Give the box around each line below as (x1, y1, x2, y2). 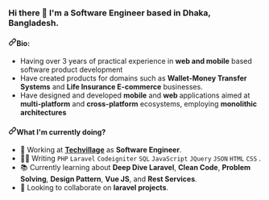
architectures (19, 108, 67, 118)
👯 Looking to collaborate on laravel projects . (19, 183, 169, 193)
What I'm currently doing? (16, 127, 106, 136)
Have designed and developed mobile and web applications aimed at (19, 90, 250, 100)
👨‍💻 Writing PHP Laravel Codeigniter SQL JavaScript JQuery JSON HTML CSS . (19, 153, 262, 164)
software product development (19, 65, 123, 75)
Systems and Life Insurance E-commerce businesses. (19, 82, 203, 92)
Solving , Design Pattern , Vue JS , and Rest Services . (19, 174, 197, 184)
